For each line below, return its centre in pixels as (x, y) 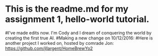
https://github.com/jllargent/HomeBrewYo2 (49, 48)
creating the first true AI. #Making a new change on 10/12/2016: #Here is (79, 38)
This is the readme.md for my (67, 9)
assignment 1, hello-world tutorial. (77, 19)
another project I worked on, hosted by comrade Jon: (59, 43)
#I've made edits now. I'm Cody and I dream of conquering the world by (79, 33)
